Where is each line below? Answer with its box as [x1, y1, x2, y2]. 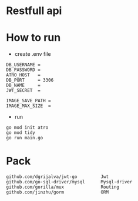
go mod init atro [6, 125, 49, 130]
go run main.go [6, 135, 43, 141]
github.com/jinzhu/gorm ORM [6, 189, 109, 195]
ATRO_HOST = [6, 72, 41, 78]
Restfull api [6, 4, 62, 18]
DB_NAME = [6, 82, 41, 89]
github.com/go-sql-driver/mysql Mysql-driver [6, 179, 133, 185]
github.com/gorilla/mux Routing [6, 184, 119, 190]
